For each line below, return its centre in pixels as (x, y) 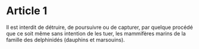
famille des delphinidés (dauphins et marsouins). (66, 40)
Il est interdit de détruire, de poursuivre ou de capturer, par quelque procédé (99, 27)
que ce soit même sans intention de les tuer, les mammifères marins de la (96, 33)
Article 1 (27, 11)
